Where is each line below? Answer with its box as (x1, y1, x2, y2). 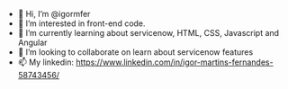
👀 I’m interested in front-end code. (17, 18, 146, 29)
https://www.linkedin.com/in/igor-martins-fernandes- (76, 57, 274, 67)
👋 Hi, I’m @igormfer (17, 9, 91, 19)
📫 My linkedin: (17, 57, 75, 67)
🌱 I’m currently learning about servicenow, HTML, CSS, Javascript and (17, 28, 280, 38)
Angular (17, 37, 48, 48)
